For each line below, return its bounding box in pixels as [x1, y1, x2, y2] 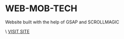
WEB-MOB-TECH [5, 3, 78, 14]
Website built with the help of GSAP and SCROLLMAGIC [5, 19, 120, 25]
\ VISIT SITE [5, 28, 30, 34]
